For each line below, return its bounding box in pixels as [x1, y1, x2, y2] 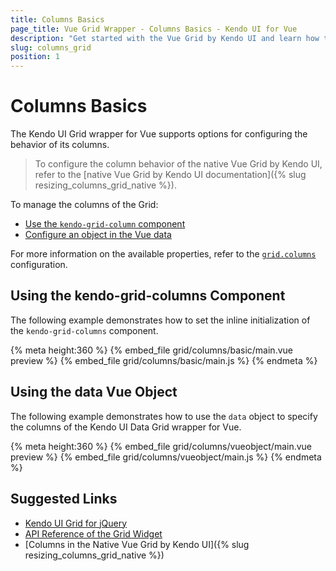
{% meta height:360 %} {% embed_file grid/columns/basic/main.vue [10, 344, 293, 356]
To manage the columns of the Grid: [10, 199, 159, 211]
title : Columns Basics [10, 14, 105, 25]
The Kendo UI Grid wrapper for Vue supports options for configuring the [10, 128, 308, 140]
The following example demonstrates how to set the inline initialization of [10, 314, 311, 326]
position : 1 [10, 52, 60, 62]
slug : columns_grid [10, 42, 92, 53]
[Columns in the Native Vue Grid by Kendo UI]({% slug [24, 538, 250, 550]
